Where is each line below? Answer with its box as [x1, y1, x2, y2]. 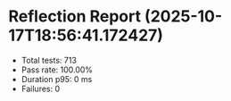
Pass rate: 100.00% [21, 64, 94, 75]
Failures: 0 [21, 83, 61, 94]
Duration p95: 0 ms [21, 73, 93, 84]
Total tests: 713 [21, 55, 78, 65]
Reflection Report [8, 6, 142, 27]
